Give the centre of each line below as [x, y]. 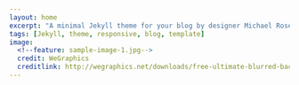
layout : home [33, 17]
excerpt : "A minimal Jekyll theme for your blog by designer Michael [141, 26]
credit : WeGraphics [53, 58]
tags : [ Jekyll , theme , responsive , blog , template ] [107, 34]
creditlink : [40, 67]
